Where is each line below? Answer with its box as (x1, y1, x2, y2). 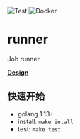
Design (7, 68, 29, 77)
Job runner (7, 54, 40, 63)
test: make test (17, 124, 62, 133)
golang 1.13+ (17, 109, 55, 118)
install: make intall (17, 117, 74, 126)
